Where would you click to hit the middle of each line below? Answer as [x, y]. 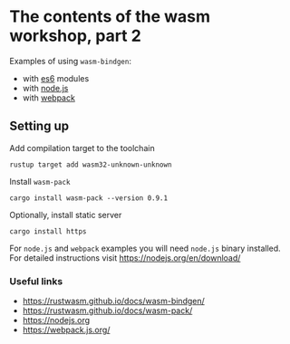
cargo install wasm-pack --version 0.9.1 [89, 198]
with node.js [45, 88]
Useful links [36, 281]
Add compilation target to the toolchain [82, 148]
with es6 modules [56, 78]
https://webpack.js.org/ [66, 330]
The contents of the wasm [110, 17]
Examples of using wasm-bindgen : [70, 61]
